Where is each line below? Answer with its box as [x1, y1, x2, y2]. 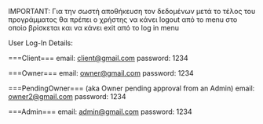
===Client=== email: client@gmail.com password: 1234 [8, 54, 188, 62]
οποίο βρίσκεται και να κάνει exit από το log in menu [8, 23, 179, 32]
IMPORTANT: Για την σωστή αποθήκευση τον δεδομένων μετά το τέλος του [8, 7, 256, 16]
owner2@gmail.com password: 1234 [8, 92, 126, 101]
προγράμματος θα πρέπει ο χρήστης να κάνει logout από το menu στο [8, 15, 238, 24]
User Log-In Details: [8, 38, 73, 48]
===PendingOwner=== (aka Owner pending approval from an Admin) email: [8, 83, 255, 93]
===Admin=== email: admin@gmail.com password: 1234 [8, 107, 192, 116]
